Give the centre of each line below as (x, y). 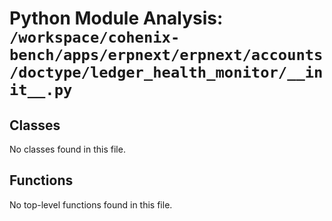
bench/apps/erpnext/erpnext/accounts (166, 55)
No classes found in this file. (67, 149)
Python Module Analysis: (116, 18)
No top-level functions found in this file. (91, 204)
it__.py (41, 90)
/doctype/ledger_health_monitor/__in (166, 72)
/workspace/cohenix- (95, 37)
